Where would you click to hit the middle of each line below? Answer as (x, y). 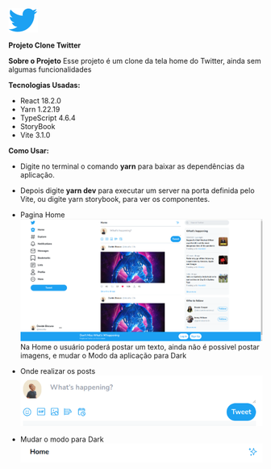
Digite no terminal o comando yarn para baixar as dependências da (132, 166)
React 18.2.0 (41, 100)
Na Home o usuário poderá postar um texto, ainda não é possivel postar (140, 347)
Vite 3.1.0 (35, 135)
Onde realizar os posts (58, 371)
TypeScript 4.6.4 (48, 118)
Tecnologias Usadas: (44, 85)
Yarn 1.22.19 (40, 109)
